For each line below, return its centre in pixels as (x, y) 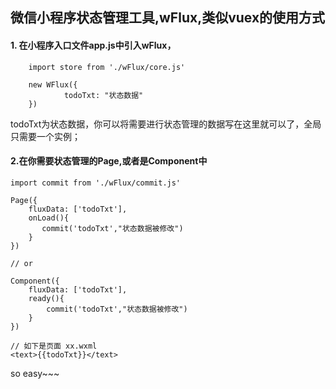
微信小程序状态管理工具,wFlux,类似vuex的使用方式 (168, 18)
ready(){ (46, 298)
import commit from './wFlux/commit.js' (96, 183)
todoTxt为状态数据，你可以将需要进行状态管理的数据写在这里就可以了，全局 (166, 124)
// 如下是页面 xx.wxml (54, 346)
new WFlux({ (53, 84)
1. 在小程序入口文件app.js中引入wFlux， (93, 45)
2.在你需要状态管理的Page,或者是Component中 (109, 161)
